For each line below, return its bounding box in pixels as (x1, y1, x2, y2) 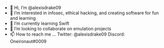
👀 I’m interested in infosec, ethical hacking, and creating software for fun (9, 10, 159, 16)
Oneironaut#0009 (9, 39, 47, 44)
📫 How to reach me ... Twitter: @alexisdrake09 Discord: (9, 31, 125, 37)
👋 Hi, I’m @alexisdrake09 (9, 5, 61, 10)
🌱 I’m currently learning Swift (9, 20, 70, 26)
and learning (9, 15, 36, 21)
